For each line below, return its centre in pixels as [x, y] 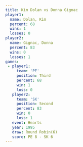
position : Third [34, 76]
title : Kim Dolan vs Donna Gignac [42, 10]
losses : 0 [20, 33]
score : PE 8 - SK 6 [32, 137]
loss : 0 [25, 90]
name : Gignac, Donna [31, 43]
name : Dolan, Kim [28, 19]
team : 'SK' [28, 99]
